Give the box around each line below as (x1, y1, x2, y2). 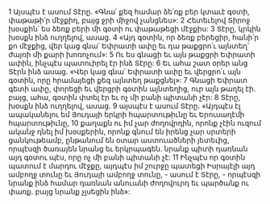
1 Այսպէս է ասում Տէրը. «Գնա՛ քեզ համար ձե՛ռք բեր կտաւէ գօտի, (8, 7, 250, 16)
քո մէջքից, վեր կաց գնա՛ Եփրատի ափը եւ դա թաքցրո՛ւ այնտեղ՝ (8, 41, 250, 51)
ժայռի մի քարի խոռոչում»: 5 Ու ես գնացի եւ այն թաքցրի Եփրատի (8, 50, 255, 59)
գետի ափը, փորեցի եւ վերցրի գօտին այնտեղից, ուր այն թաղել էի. (8, 84, 256, 94)
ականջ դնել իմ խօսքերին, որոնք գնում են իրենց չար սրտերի (8, 127, 236, 136)
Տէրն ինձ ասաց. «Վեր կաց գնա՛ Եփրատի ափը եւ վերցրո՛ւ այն (8, 67, 242, 76)
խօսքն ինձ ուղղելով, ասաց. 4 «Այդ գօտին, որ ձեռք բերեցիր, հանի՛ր (8, 32, 260, 42)
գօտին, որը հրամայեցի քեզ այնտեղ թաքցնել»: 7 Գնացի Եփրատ (8, 76, 248, 85)
